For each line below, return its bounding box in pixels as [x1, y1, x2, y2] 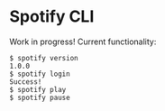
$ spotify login [9, 69, 70, 79]
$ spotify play [9, 85, 67, 94]
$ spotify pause [9, 93, 70, 102]
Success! [9, 77, 42, 87]
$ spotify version [9, 53, 78, 62]
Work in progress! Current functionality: [9, 36, 157, 47]
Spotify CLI [9, 6, 95, 27]
